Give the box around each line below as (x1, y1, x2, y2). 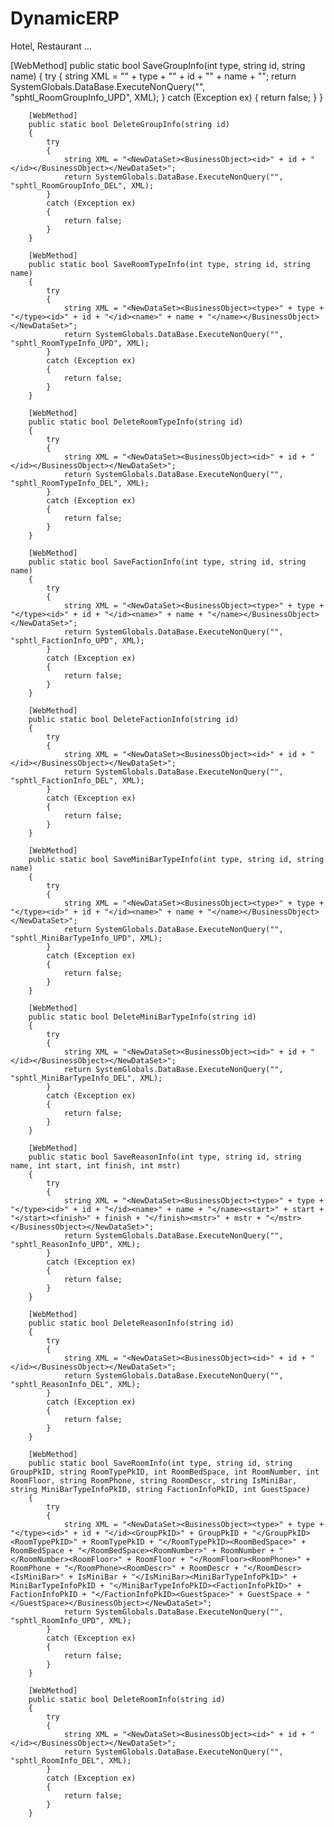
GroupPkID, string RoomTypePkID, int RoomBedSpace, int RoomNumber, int (10, 1467, 320, 1477)
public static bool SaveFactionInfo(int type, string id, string (28, 557, 307, 567)
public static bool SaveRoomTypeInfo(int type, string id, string (28, 259, 311, 269)
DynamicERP (10, 7, 120, 30)
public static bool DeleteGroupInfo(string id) (28, 119, 230, 129)
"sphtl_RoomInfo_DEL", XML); (10, 1755, 132, 1766)
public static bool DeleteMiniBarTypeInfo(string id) (28, 1012, 257, 1022)
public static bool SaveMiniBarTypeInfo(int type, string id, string (28, 854, 325, 864)
